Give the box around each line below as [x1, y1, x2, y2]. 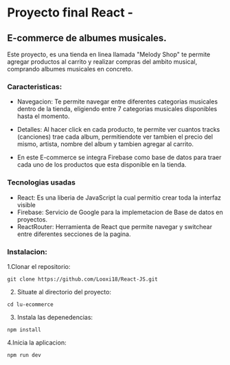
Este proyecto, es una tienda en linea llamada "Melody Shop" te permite [7, 50, 211, 58]
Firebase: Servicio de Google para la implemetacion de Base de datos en [16, 208, 223, 216]
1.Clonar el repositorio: [7, 262, 71, 270]
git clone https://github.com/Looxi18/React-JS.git [7, 276, 158, 283]
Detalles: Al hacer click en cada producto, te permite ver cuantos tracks [16, 126, 220, 134]
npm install [7, 326, 41, 333]
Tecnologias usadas [7, 178, 76, 187]
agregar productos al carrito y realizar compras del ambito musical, [7, 58, 198, 66]
